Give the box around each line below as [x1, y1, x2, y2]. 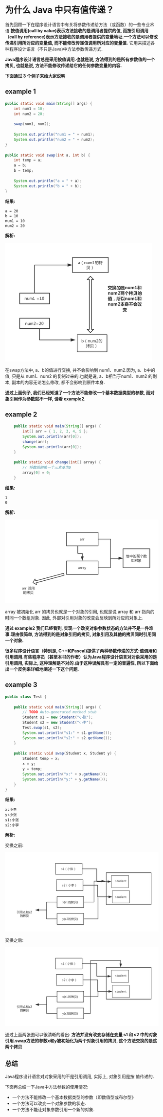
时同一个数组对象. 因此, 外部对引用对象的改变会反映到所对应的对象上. [5, 615, 144, 620]
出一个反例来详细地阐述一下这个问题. [5, 666, 79, 672]
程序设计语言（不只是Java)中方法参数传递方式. [9, 46, 103, 52]
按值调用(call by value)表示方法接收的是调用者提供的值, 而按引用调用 [10, 27, 149, 33]
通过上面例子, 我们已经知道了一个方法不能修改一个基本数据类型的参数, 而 [5, 389, 151, 395]
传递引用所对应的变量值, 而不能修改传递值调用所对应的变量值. [5, 40, 128, 46]
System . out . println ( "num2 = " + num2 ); [14, 137, 95, 142]
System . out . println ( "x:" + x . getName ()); [22, 772, 108, 776]
